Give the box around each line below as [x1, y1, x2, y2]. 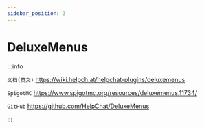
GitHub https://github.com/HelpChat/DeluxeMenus [7, 102, 150, 110]
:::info [7, 62, 23, 71]
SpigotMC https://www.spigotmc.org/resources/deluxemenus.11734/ [7, 88, 198, 97]
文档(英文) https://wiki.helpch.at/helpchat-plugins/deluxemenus [7, 75, 185, 84]
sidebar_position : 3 [7, 10, 67, 17]
